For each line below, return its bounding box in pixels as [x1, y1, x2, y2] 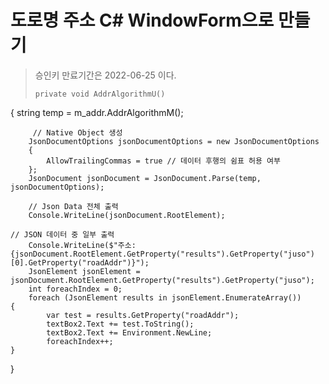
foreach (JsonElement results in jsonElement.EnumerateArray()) [28, 292, 302, 303]
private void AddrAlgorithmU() [34, 89, 166, 99]
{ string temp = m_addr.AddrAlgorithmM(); [10, 106, 184, 118]
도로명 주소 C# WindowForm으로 [10, 9, 275, 32]
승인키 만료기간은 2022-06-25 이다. [34, 69, 177, 81]
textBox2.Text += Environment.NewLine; [46, 327, 213, 338]
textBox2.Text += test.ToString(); [46, 319, 195, 329]
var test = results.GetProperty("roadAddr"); [46, 310, 240, 320]
